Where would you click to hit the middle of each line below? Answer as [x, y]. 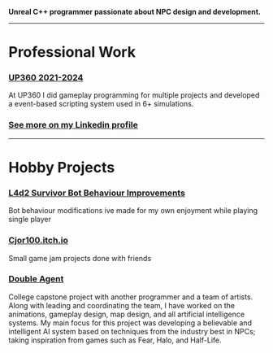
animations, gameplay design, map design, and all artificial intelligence [127, 314]
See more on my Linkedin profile [73, 125]
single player [30, 220]
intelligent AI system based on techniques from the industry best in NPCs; [132, 331]
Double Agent [36, 279]
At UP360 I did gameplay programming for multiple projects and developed [134, 95]
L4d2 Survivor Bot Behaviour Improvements [97, 193]
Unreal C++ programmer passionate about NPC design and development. [135, 12]
